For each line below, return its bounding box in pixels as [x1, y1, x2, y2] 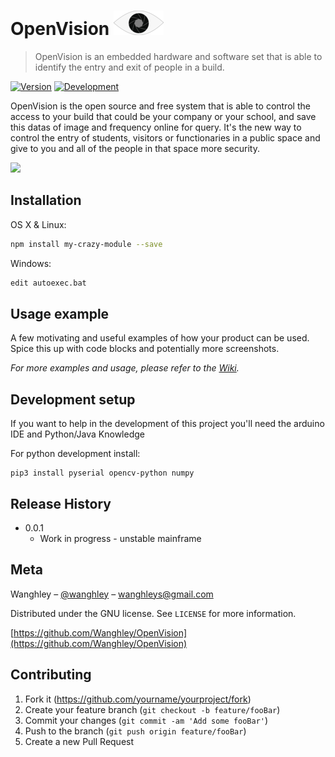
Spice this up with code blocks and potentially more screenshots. [10, 343, 280, 355]
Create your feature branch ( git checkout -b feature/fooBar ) [24, 703, 281, 715]
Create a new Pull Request [24, 735, 135, 747]
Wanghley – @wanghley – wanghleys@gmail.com [10, 588, 214, 600]
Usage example [10, 305, 110, 322]
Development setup [10, 391, 136, 408]
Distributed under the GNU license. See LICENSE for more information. [10, 607, 297, 619]
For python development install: [10, 448, 141, 460]
